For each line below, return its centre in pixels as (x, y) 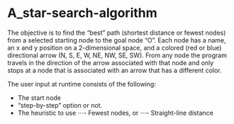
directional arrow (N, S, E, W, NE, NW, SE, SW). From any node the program (117, 55)
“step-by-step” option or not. (60, 105)
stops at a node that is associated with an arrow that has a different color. (115, 70)
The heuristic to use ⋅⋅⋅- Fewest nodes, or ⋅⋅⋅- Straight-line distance (116, 113)
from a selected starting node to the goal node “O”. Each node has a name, (117, 40)
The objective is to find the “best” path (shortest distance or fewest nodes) (117, 33)
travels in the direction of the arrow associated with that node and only (111, 62)
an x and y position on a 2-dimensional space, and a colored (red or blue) (115, 47)
